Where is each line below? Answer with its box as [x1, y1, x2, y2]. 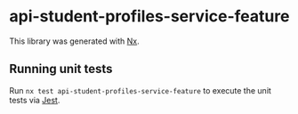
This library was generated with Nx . [9, 36, 140, 46]
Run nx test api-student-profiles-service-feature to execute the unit [9, 85, 271, 95]
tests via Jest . [9, 94, 60, 105]
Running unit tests [9, 61, 113, 77]
